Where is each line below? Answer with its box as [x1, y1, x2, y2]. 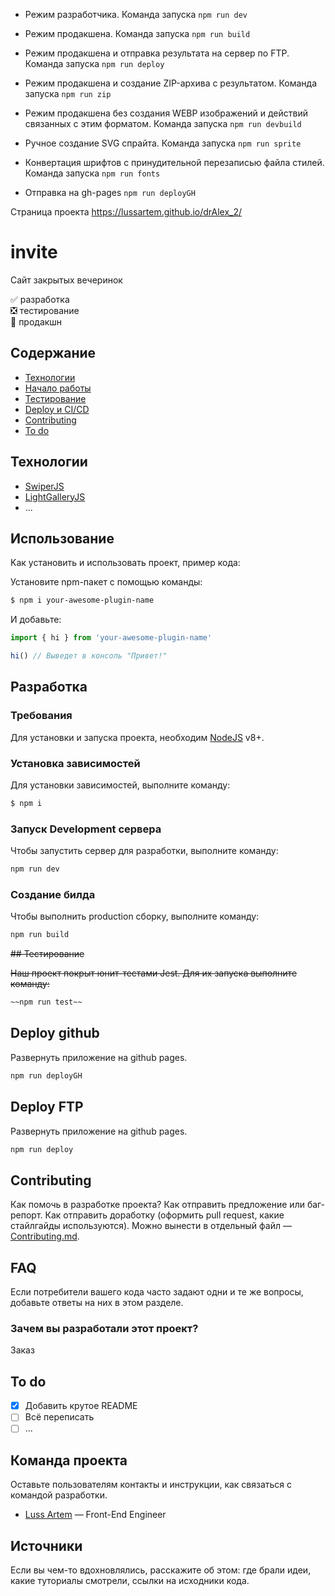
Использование [10, 530, 115, 547]
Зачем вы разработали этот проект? [10, 1322, 199, 1335]
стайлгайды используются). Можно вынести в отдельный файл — [10, 1220, 292, 1232]
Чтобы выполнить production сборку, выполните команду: [10, 910, 260, 923]
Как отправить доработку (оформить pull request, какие [44, 1209, 285, 1221]
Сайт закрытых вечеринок [10, 274, 123, 286]
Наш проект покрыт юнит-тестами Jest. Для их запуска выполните [10, 967, 298, 979]
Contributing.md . [10, 1230, 80, 1243]
